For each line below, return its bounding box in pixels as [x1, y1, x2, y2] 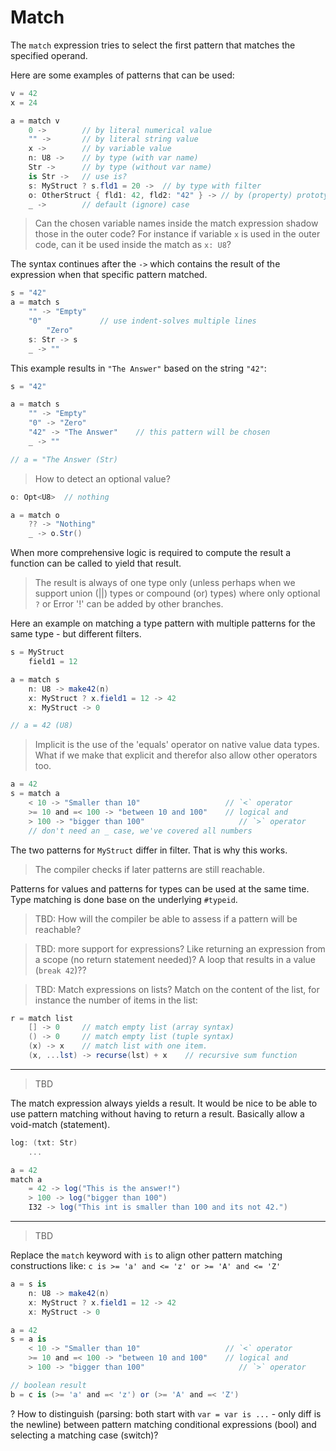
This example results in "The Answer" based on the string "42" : [10, 362, 267, 374]
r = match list [10, 1013, 74, 1023]
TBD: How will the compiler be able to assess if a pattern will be [34, 912, 298, 925]
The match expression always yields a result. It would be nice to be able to [10, 1097, 318, 1109]
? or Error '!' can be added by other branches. [34, 598, 224, 610]
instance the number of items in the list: [34, 994, 198, 1006]
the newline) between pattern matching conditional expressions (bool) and [10, 1418, 317, 1430]
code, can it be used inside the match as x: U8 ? [34, 239, 232, 251]
